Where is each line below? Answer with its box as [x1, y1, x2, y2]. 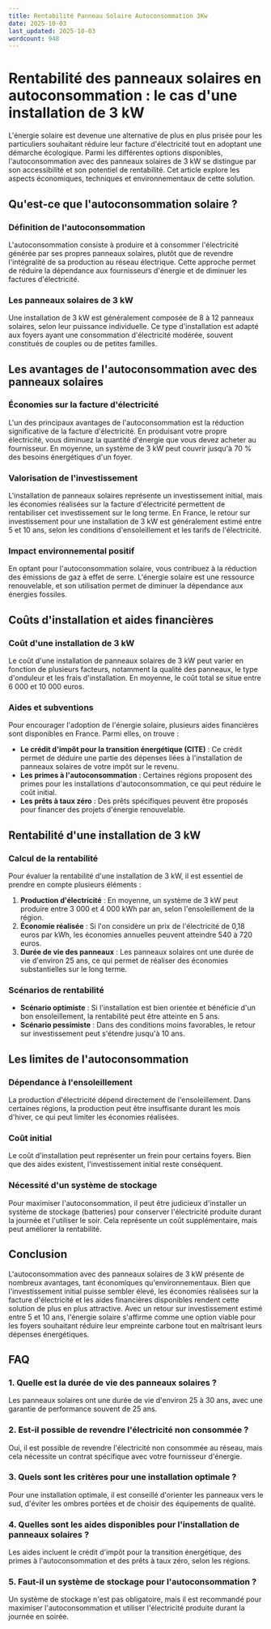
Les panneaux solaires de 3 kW [8, 294, 133, 306]
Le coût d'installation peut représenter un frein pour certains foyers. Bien [8, 1151, 252, 1161]
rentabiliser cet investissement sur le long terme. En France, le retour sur [8, 508, 251, 518]
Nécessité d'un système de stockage [8, 1180, 158, 1191]
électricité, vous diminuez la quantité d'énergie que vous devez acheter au [8, 434, 256, 444]
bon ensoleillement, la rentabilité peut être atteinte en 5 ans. [19, 1011, 220, 1021]
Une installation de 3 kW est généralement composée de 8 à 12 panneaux [8, 313, 255, 323]
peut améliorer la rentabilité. [8, 1224, 102, 1234]
